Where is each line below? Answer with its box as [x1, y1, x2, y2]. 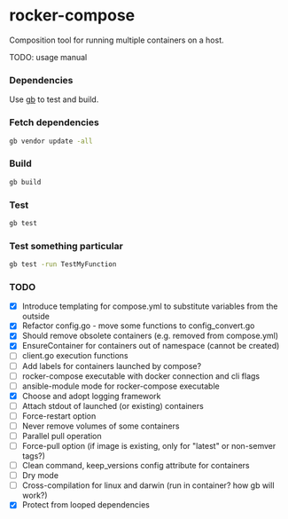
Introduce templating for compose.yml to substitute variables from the [21, 301, 278, 311]
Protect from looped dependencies [21, 499, 151, 510]
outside [21, 311, 51, 322]
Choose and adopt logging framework [21, 390, 161, 401]
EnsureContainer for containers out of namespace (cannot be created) [21, 341, 280, 351]
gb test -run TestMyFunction [9, 260, 117, 269]
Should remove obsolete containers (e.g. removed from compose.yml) [21, 330, 279, 342]
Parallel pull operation [21, 430, 102, 441]
